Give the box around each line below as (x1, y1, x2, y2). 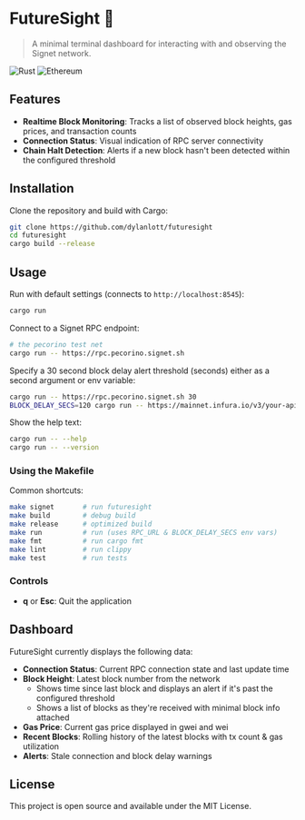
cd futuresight (9, 231, 67, 240)
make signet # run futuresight (9, 503, 152, 512)
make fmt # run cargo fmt (9, 536, 144, 546)
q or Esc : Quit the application (22, 595, 133, 607)
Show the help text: (9, 417, 82, 428)
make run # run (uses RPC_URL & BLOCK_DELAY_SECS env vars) (9, 529, 279, 538)
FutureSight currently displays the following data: (9, 646, 193, 657)
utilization (22, 740, 60, 752)
